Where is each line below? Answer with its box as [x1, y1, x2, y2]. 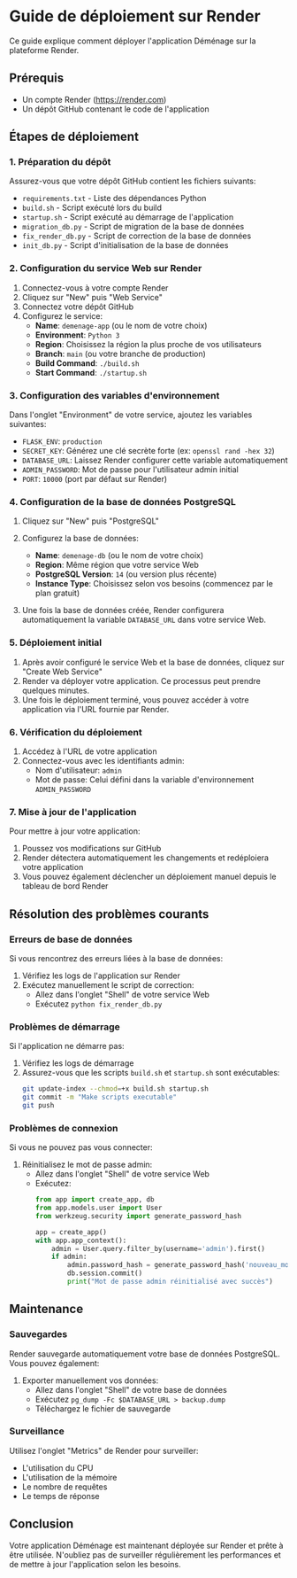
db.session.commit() [66, 1269, 143, 1278]
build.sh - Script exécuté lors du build [21, 202, 162, 214]
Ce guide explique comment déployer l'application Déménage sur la [9, 35, 256, 46]
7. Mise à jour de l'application [9, 805, 137, 818]
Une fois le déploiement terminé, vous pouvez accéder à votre [21, 694, 249, 705]
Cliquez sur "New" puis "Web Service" [21, 292, 164, 302]
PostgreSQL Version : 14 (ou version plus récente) [34, 569, 217, 579]
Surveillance [9, 1425, 65, 1437]
